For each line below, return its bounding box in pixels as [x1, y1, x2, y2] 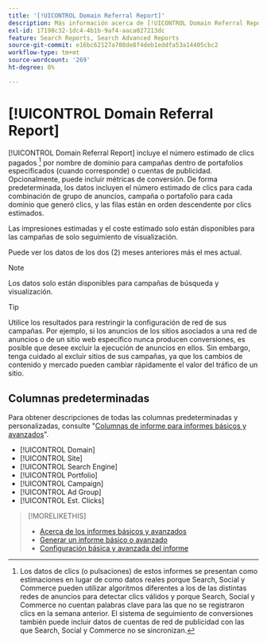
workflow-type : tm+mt [8, 49, 80, 57]
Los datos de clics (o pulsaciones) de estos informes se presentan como [19, 567, 258, 576]
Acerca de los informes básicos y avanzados [39, 527, 187, 536]
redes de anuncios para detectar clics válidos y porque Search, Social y [19, 592, 256, 602]
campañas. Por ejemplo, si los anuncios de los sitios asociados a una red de [8, 326, 257, 336]
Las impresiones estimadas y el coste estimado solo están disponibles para [8, 224, 255, 233]
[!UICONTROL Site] [19, 454, 83, 463]
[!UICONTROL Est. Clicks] [19, 496, 105, 505]
